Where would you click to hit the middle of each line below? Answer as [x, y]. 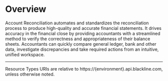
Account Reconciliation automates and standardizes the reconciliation [77, 23]
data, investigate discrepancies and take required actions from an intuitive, [82, 49]
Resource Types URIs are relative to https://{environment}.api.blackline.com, [84, 69]
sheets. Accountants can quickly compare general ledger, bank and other [81, 44]
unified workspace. [25, 54]
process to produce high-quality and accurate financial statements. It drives [83, 28]
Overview [26, 9]
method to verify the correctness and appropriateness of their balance [78, 39]
